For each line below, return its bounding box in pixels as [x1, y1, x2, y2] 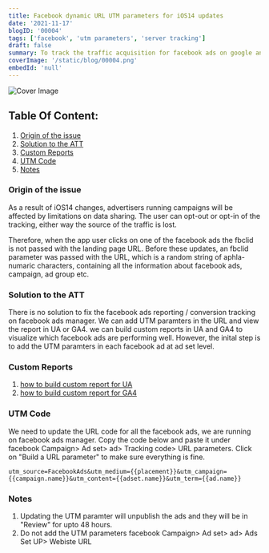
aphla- [223, 252, 246, 261]
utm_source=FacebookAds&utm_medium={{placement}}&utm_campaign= [8, 467, 227, 475]
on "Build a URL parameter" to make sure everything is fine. [8, 452, 206, 462]
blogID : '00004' [8, 26, 62, 34]
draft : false [8, 42, 52, 50]
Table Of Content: [8, 109, 98, 123]
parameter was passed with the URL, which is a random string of [8, 252, 223, 261]
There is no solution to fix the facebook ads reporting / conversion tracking [8, 308, 256, 317]
